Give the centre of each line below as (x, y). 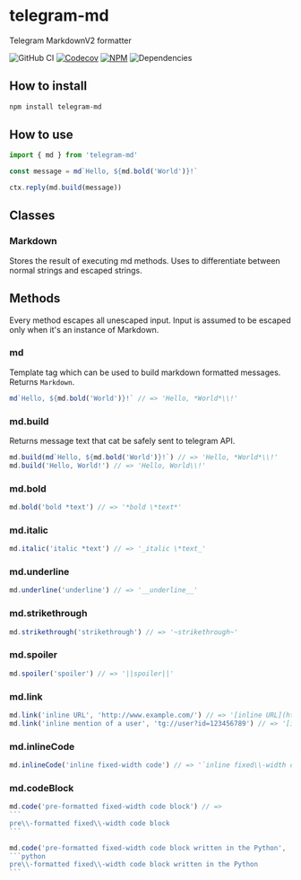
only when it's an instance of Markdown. (84, 329)
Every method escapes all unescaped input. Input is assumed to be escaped (150, 320)
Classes (32, 216)
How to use (41, 135)
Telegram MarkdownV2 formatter (71, 40)
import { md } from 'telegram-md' (74, 155)
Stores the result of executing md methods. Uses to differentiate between (145, 260)
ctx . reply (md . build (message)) (66, 188)
